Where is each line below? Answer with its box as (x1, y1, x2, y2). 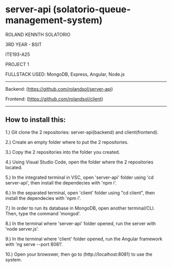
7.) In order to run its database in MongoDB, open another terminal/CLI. (5, 205, 155, 211)
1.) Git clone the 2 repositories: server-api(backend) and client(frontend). (5, 129, 159, 135)
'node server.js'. (5, 225, 39, 232)
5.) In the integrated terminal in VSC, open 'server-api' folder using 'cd (5, 174, 154, 180)
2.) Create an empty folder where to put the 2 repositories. (5, 139, 129, 145)
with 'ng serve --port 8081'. (5, 241, 63, 247)
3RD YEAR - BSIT (5, 41, 42, 47)
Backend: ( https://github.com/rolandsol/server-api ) (5, 86, 114, 92)
